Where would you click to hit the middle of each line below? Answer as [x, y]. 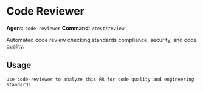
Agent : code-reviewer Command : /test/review [65, 28]
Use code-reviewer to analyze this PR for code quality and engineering [100, 79]
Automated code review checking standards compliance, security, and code [102, 40]
